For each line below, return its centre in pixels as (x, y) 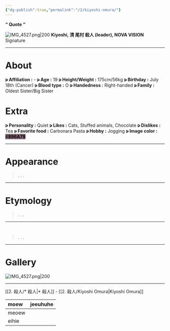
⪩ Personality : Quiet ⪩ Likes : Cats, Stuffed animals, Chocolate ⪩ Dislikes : (83, 125)
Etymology (29, 201)
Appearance (32, 161)
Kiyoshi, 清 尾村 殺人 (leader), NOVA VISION (97, 35)
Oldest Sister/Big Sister (29, 91)
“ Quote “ (15, 24)
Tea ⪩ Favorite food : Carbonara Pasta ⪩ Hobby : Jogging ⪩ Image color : (81, 131)
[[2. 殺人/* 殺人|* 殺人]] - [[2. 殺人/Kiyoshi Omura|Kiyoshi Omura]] (74, 291)
